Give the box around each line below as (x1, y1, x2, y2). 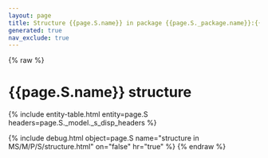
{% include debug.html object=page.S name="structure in (8, 133, 199, 143)
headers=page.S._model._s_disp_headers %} (8, 118, 157, 128)
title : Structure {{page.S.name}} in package (8, 19, 162, 27)
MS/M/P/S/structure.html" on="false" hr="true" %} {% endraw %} (8, 142, 226, 152)
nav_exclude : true (8, 33, 69, 42)
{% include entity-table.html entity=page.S (8, 110, 148, 119)
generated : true (8, 26, 62, 34)
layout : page (8, 11, 52, 20)
